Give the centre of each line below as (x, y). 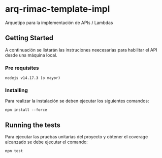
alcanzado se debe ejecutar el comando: (46, 142)
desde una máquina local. (31, 55)
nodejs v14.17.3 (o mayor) (33, 78)
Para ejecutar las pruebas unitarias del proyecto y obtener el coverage (77, 137)
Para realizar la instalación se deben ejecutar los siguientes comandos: (77, 101)
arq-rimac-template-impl (58, 9)
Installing (16, 90)
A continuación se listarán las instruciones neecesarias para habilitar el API (81, 50)
